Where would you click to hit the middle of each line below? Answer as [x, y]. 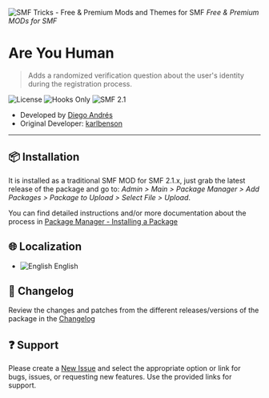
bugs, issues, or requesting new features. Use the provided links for [120, 377]
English [66, 266]
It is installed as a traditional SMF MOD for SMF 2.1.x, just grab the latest [127, 180]
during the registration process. [80, 83]
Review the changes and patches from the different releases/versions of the [134, 310]
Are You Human [61, 53]
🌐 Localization [45, 247]
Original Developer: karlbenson [71, 123]
